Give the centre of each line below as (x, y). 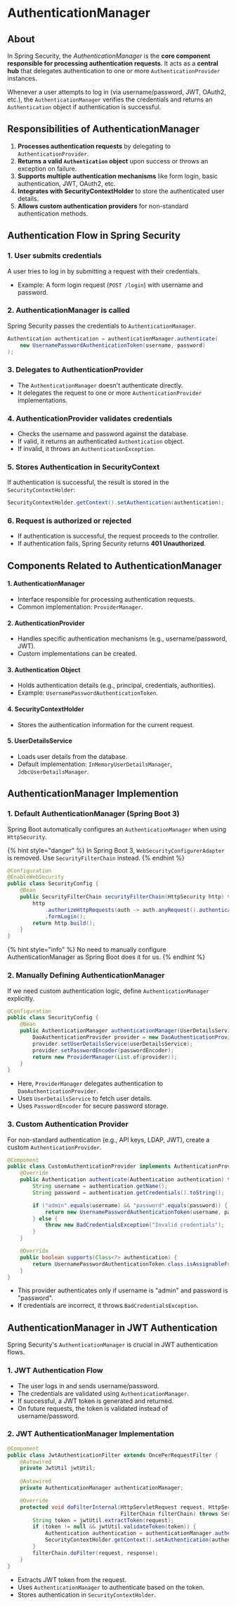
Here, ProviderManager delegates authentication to (90, 1084)
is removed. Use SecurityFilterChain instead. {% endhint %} (96, 858)
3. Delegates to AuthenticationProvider (76, 370)
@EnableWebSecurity (36, 877)
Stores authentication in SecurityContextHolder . (87, 1595)
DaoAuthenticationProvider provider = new (96, 1037)
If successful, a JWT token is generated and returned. (96, 1401)
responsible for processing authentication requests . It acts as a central (113, 63)
